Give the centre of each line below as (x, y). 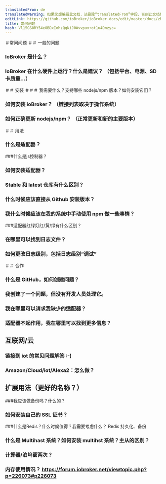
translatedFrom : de (25, 10)
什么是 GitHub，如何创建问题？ (42, 280)
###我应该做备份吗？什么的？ (35, 401)
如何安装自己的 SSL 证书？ (37, 414)
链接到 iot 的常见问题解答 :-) (38, 356)
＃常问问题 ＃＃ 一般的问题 (32, 43)
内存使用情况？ (23, 469)
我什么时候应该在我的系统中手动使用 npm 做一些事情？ (70, 214)
